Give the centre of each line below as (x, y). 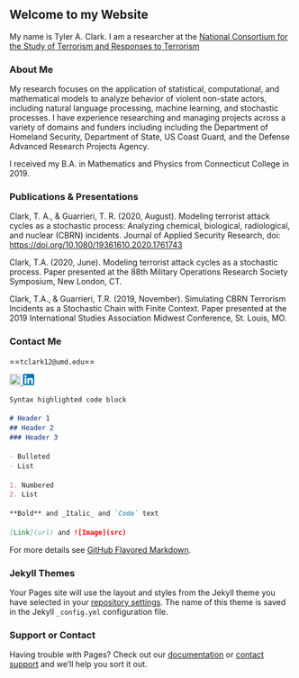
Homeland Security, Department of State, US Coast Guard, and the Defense (149, 137)
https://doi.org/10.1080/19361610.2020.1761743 (96, 245)
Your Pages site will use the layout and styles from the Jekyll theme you (143, 592)
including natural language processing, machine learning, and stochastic (144, 108)
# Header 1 (30, 419)
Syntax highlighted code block (68, 400)
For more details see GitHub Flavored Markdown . (100, 549)
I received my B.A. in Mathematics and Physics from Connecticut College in (149, 164)
